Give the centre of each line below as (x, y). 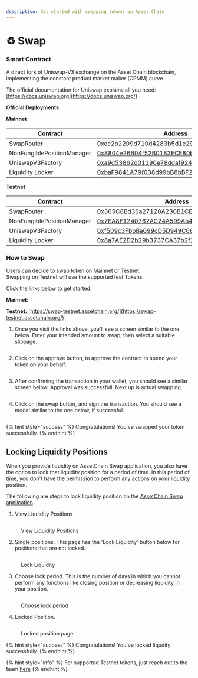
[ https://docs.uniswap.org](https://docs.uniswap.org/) (72, 96)
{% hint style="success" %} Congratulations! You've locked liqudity (88, 645)
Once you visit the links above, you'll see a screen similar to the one (97, 329)
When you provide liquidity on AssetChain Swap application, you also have (97, 466)
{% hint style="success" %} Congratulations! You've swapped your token (95, 427)
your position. (31, 589)
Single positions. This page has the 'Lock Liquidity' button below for (97, 542)
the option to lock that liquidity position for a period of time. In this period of (98, 472)
